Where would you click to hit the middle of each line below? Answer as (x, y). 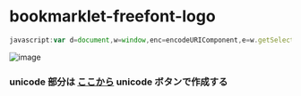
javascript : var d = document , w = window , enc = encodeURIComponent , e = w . (134, 40)
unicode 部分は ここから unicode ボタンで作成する (119, 82)
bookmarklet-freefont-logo (113, 16)
